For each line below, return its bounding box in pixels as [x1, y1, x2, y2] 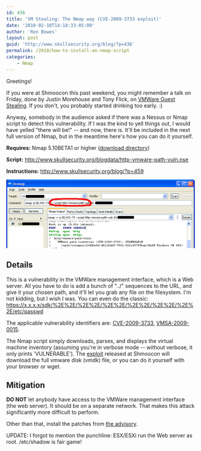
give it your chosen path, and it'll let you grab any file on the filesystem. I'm [6, 288, 191, 296]
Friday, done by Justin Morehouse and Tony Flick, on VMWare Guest [6, 95, 175, 103]
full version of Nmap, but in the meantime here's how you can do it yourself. [6, 133, 193, 140]
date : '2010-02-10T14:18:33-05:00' [6, 22, 95, 28]
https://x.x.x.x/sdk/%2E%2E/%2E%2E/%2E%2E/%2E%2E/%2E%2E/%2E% [6, 301, 194, 308]
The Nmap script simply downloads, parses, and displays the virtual [6, 337, 173, 344]
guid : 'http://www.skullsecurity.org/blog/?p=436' [6, 41, 135, 47]
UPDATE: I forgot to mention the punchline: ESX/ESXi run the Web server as [6, 432, 193, 439]
